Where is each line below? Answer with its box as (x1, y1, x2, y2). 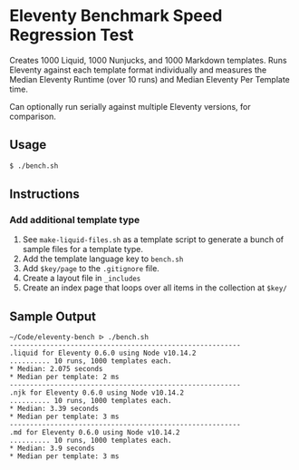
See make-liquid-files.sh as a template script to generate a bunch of (22, 234, 285, 245)
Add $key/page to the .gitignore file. (22, 263, 160, 274)
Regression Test (9, 24, 134, 45)
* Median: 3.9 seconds (9, 444, 95, 454)
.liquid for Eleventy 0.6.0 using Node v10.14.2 (9, 348, 197, 358)
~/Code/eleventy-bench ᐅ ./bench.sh (9, 333, 149, 342)
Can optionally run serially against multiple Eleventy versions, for (9, 101, 251, 112)
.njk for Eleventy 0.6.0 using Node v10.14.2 (9, 388, 184, 397)
